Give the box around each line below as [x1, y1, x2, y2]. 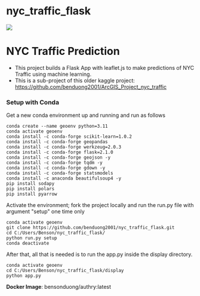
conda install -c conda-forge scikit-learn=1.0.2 [6, 134, 133, 140]
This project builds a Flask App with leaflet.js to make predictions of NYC [14, 64, 195, 71]
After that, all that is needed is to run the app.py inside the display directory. [6, 251, 193, 258]
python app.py [6, 273, 42, 279]
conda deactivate [6, 240, 50, 246]
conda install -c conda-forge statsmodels [6, 170, 113, 177]
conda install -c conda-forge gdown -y [6, 165, 106, 171]
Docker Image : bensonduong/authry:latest [6, 283, 112, 291]
